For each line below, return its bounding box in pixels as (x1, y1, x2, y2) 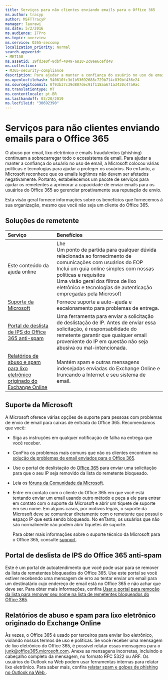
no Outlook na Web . (5, 669, 47, 675)
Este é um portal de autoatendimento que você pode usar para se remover (5, 564, 159, 571)
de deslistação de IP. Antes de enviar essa (56, 319, 156, 326)
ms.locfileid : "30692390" (5, 101, 59, 106)
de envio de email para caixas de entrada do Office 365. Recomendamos (5, 419, 155, 425)
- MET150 (5, 54, 23, 59)
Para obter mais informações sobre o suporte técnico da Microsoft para (12, 531, 160, 537)
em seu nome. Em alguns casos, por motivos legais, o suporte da (12, 505, 147, 511)
